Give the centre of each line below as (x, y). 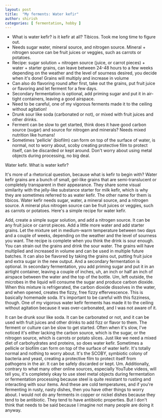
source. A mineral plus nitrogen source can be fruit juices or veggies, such (79, 206)
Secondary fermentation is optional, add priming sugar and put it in (79, 94)
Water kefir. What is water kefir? (37, 165)
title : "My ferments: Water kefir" (42, 14)
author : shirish (21, 18)
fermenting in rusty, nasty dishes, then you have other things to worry (74, 390)
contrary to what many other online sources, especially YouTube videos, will (81, 369)
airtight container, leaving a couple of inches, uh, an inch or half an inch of (79, 272)
